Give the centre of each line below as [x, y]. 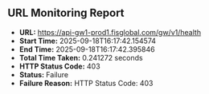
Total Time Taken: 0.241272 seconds [81, 57]
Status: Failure [44, 74]
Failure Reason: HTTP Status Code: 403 [86, 83]
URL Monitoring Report [66, 13]
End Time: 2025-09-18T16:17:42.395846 [87, 49]
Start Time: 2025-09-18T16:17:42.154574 [88, 41]
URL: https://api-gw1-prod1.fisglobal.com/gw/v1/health [110, 32]
